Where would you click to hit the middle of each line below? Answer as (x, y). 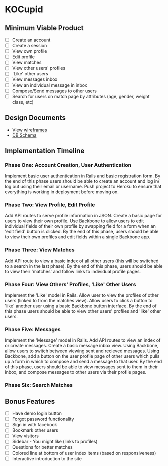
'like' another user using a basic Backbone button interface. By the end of (81, 306)
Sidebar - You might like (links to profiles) (55, 442)
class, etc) (23, 102)
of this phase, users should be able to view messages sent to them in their (82, 367)
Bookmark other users (35, 430)
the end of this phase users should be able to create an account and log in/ (82, 181)
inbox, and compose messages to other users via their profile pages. (76, 372)
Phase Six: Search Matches (39, 385)
